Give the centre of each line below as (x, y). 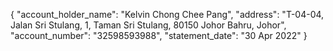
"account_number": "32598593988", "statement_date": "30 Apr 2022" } (159, 35)
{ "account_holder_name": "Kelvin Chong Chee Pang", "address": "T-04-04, (167, 14)
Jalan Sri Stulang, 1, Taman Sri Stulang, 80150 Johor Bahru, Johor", (148, 25)
